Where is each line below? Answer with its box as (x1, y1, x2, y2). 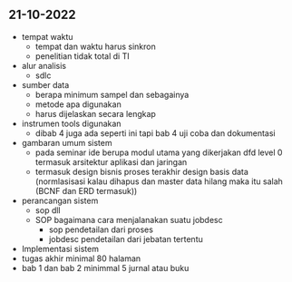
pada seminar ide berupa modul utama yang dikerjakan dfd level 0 (34, 147, 283, 158)
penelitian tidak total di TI (34, 50, 130, 62)
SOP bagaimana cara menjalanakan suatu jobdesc (34, 214, 223, 225)
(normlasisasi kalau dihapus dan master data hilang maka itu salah (34, 176, 283, 187)
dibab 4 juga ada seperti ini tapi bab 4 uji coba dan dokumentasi (34, 127, 276, 139)
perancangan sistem (21, 195, 99, 206)
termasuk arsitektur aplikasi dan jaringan (34, 156, 188, 167)
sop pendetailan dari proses (48, 224, 153, 235)
